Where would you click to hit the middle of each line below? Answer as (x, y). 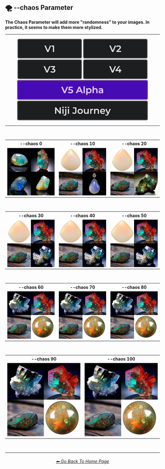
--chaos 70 (82, 287)
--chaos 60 (31, 287)
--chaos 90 (44, 359)
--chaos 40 (82, 216)
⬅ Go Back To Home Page (82, 462)
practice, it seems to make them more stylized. (54, 27)
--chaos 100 (121, 359)
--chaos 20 (134, 144)
